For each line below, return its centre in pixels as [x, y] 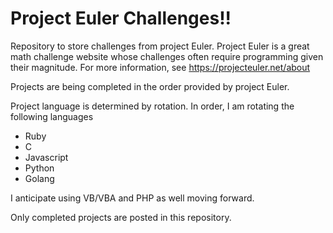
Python [39, 168]
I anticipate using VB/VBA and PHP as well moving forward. [132, 198]
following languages [52, 116]
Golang [39, 178]
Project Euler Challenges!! [121, 18]
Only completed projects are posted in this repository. [121, 217]
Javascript [46, 157]
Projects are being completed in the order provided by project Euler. [150, 86]
